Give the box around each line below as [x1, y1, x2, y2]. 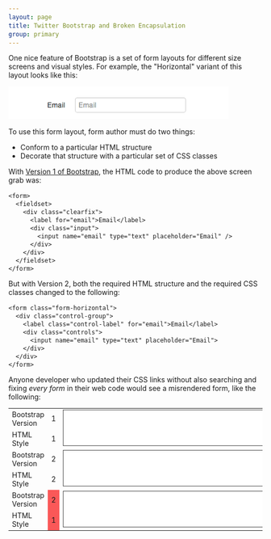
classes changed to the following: [8, 288, 120, 297]
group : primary [8, 30, 60, 38]
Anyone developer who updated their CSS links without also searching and [8, 375, 256, 385]
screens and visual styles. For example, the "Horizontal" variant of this [8, 61, 243, 72]
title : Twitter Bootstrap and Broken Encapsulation [8, 21, 186, 30]
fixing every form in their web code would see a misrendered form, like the [8, 384, 256, 394]
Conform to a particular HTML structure [19, 142, 152, 153]
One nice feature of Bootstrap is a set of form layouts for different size [8, 53, 242, 63]
